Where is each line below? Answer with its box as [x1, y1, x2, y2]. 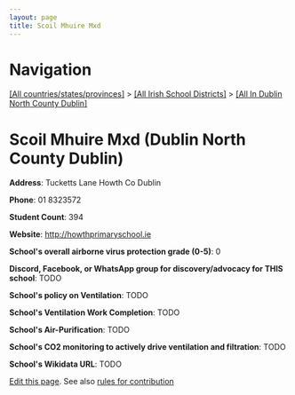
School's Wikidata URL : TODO [9, 359, 123, 369]
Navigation [9, 59, 92, 80]
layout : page [9, 12, 58, 22]
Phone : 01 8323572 [9, 194, 82, 205]
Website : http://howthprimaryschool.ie [9, 229, 152, 240]
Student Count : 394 [9, 212, 84, 223]
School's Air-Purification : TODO [9, 325, 131, 336]
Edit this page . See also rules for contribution [9, 376, 175, 387]
